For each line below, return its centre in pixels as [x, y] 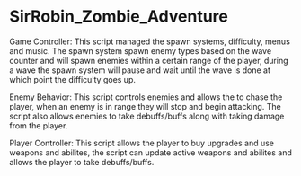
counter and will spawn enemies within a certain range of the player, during [149, 60]
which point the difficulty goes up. [73, 79]
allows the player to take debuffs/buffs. [82, 162]
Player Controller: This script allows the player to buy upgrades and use [142, 143]
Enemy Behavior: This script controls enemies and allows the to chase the [146, 97]
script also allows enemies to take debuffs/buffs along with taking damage [147, 116]
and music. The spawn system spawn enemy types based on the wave [141, 50]
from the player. [39, 125]
